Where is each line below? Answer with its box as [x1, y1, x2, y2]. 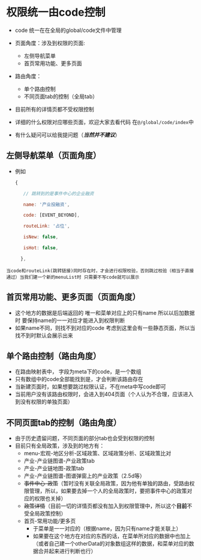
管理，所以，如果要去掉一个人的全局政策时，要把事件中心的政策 [29, 487, 187, 494]
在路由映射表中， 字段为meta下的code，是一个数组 [14, 368, 142, 375]
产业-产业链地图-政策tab [23, 465, 85, 472]
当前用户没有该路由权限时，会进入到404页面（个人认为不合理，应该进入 [14, 391, 194, 398]
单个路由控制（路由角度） [6, 350, 101, 361]
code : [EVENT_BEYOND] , [23, 212, 80, 219]
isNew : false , [23, 234, 59, 240]
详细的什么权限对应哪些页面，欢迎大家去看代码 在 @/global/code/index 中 [14, 118, 194, 125]
